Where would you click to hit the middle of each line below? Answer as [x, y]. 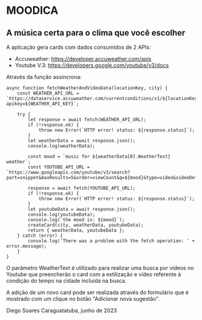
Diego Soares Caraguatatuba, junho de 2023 [62, 310]
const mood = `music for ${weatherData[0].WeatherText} [99, 157]
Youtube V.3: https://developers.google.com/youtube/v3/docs [92, 65]
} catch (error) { [40, 236]
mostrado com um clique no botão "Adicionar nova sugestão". [83, 299]
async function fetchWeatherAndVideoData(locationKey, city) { [87, 88]
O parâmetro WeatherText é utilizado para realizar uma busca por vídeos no [100, 268]
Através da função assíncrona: [44, 77]
